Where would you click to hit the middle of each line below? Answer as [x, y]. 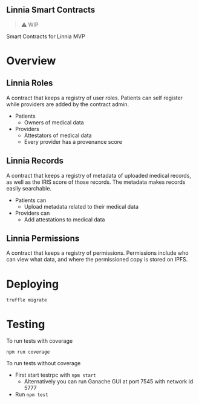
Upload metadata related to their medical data [81, 206]
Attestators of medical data [58, 135]
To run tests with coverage [40, 341]
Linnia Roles [30, 83]
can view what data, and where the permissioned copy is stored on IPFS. [97, 260]
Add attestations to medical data [64, 219]
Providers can [32, 213]
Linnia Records [35, 161]
